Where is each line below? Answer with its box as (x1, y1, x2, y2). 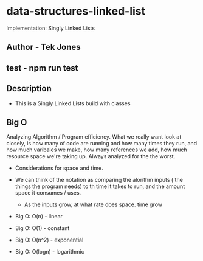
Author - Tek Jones (6, 42, 81, 52)
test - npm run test (6, 63, 78, 73)
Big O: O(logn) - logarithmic (15, 248, 84, 256)
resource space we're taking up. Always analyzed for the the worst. (6, 153, 176, 160)
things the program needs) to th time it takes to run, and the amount (15, 183, 185, 190)
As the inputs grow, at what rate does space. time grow (24, 201, 163, 208)
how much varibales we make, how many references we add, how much (6, 146, 187, 153)
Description (6, 83, 52, 94)
